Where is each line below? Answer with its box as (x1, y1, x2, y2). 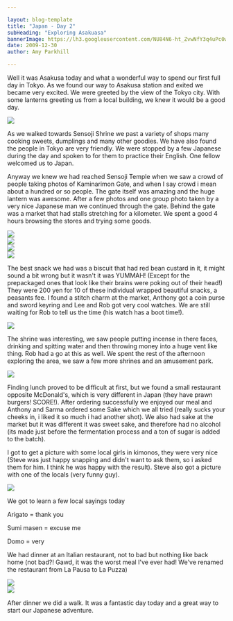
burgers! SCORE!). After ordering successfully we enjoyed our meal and (7, 398, 213, 406)
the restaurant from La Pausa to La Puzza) (7, 565, 128, 573)
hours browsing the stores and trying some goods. (7, 216, 152, 225)
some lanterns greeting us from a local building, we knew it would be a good (7, 96, 225, 104)
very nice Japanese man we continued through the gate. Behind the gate (7, 202, 216, 210)
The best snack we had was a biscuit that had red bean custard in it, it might (7, 264, 225, 272)
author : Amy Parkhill (7, 49, 70, 56)
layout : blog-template (7, 16, 73, 23)
